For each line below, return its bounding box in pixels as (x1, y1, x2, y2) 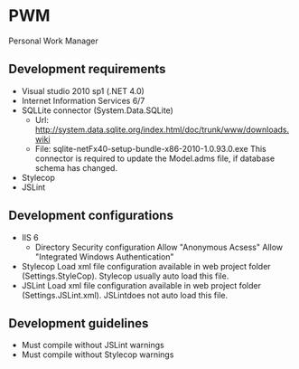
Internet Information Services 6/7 (21, 95, 145, 106)
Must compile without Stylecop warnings (21, 349, 174, 360)
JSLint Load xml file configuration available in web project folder (21, 279, 261, 290)
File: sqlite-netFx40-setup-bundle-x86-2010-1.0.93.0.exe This (34, 143, 267, 154)
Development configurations (8, 208, 173, 223)
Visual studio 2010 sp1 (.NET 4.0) (21, 85, 145, 96)
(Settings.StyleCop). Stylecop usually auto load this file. (21, 270, 229, 281)
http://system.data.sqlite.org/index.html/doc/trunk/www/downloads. (34, 124, 290, 135)
